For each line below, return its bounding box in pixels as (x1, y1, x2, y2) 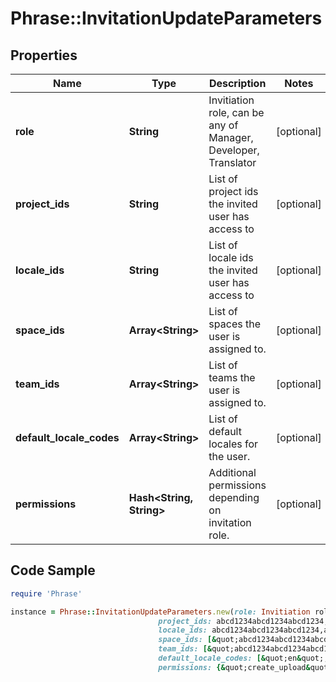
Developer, (208, 143, 260, 157)
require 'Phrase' (10, 588, 83, 599)
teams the (208, 371, 256, 384)
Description (208, 77, 267, 90)
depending (208, 491, 260, 504)
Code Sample (10, 562, 96, 579)
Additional (208, 466, 257, 479)
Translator (208, 156, 257, 169)
